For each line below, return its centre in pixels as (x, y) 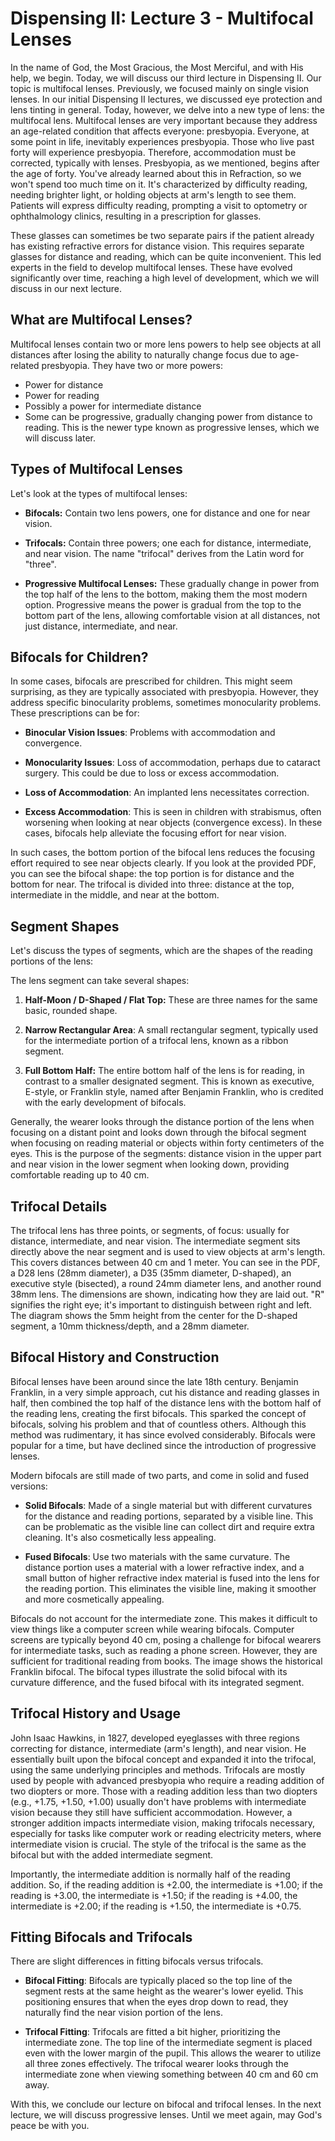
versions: (29, 1486)
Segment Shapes (65, 926)
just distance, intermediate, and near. (101, 626)
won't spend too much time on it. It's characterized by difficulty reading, (159, 184)
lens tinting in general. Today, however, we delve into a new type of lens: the (167, 109)
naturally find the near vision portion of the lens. (123, 2013)
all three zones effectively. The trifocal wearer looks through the (156, 2064)
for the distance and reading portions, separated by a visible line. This (169, 1516)
